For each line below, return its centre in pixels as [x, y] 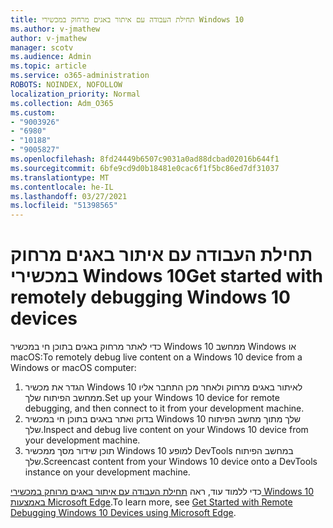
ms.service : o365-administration [80, 76]
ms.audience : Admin [51, 57]
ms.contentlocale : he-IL [62, 187]
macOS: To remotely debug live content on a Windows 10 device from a [156, 357]
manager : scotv [42, 47]
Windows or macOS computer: [73, 368]
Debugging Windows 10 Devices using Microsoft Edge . [123, 513]
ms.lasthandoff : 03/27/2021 [69, 196]
